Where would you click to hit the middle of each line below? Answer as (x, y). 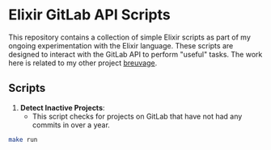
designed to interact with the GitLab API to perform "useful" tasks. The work (135, 54)
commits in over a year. (71, 125)
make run (23, 140)
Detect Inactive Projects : (62, 107)
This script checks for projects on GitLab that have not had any (137, 116)
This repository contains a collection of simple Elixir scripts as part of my (129, 37)
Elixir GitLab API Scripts (90, 15)
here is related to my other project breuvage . (83, 63)
